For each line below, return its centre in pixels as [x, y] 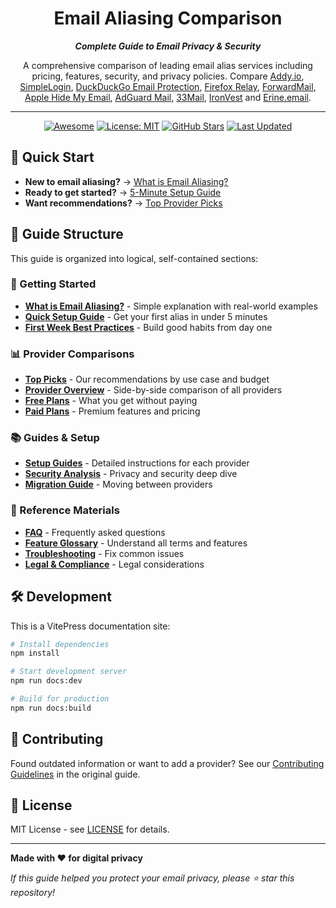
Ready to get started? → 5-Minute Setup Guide [123, 192]
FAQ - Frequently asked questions [95, 532]
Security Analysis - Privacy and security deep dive [131, 474]
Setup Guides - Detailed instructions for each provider [137, 463]
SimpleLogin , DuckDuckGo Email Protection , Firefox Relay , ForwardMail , [168, 86]
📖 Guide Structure [67, 234]
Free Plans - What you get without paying [111, 401]
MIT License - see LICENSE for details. [90, 829]
